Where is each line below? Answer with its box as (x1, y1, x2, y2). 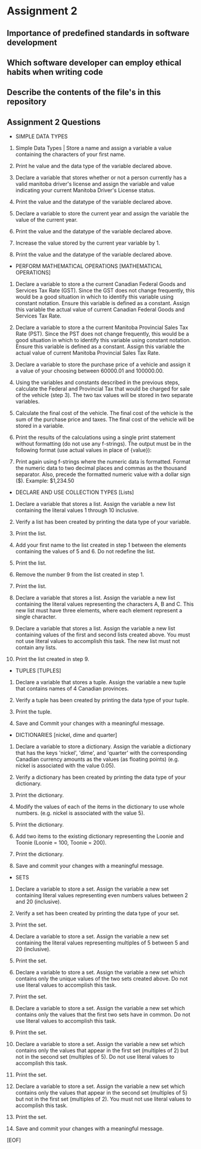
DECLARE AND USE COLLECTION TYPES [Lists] (15, 489, 134, 496)
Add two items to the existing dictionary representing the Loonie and (15, 833, 184, 840)
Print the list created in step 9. (15, 656, 89, 663)
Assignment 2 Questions (7, 117, 101, 127)
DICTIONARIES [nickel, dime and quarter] (15, 732, 117, 739)
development (7, 37, 57, 47)
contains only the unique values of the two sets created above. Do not (15, 975, 188, 982)
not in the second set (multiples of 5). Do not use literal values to (15, 1053, 175, 1060)
